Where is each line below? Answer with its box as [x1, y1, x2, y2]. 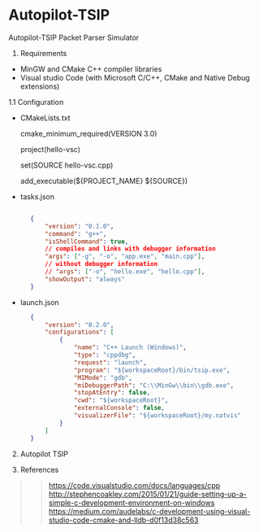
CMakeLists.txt [19, 112, 71, 123]
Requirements [19, 48, 67, 58]
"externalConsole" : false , [73, 404, 165, 412]
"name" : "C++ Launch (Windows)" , [73, 343, 187, 351]
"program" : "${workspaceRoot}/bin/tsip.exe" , [73, 366, 231, 374]
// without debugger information [44, 260, 158, 268]
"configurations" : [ [44, 328, 114, 337]
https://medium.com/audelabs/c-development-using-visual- [48, 506, 251, 516]
